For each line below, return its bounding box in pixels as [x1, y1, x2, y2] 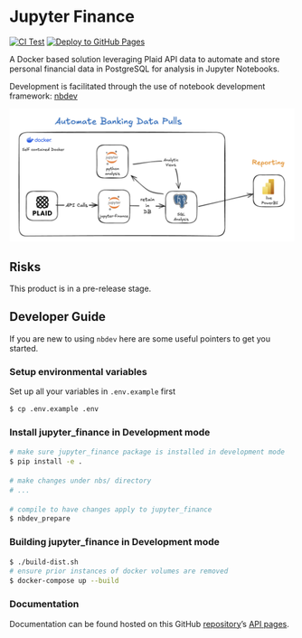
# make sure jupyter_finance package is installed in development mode [9, 447, 285, 457]
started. [9, 342, 39, 353]
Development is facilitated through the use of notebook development [9, 80, 266, 91]
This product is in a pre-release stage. [9, 283, 152, 295]
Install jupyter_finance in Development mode [9, 426, 211, 438]
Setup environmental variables [9, 365, 147, 378]
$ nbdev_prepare [9, 514, 71, 523]
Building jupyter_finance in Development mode [9, 536, 220, 549]
